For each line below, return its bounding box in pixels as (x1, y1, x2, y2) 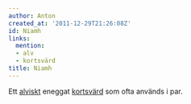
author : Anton (8, 11, 56, 20)
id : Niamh (8, 27, 42, 35)
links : (8, 34, 31, 43)
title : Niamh (8, 64, 52, 73)
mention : (15, 42, 45, 50)
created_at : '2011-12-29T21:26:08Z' (8, 19, 131, 27)
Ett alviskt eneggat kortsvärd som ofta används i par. (8, 86, 183, 96)
